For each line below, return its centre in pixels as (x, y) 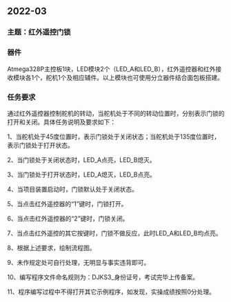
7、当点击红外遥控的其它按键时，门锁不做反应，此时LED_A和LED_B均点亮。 (114, 233)
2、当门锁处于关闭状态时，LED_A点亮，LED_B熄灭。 (82, 160)
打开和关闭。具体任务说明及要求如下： (61, 122)
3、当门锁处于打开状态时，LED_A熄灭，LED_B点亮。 (82, 174)
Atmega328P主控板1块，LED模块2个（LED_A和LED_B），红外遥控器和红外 (111, 69)
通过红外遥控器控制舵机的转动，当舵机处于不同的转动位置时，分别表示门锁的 (116, 113)
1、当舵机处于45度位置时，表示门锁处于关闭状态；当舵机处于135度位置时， (114, 137)
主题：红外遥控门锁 (39, 32)
